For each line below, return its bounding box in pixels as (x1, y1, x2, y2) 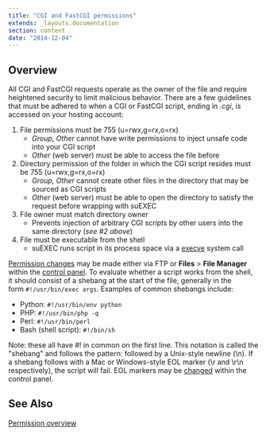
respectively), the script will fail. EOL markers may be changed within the (8, 366, 247, 375)
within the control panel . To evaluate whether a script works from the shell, (8, 267, 253, 277)
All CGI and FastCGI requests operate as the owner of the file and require (8, 84, 248, 94)
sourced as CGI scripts (31, 184, 107, 194)
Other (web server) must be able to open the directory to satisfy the (31, 192, 254, 203)
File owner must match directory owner (19, 210, 149, 219)
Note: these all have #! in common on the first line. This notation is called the (8, 340, 259, 350)
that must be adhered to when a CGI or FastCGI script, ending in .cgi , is (8, 101, 241, 111)
